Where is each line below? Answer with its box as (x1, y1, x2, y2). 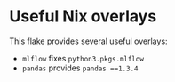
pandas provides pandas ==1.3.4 (21, 62, 139, 73)
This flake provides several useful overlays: (9, 36, 168, 46)
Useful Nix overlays (9, 6, 157, 27)
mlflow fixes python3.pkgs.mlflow (21, 53, 145, 63)
